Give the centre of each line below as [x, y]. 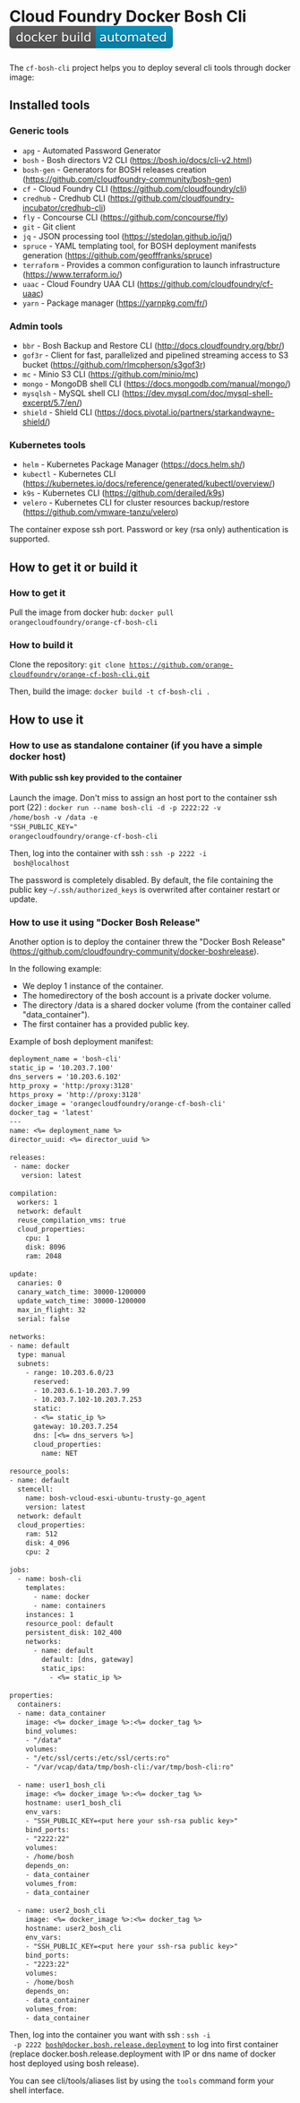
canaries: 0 [40, 1284]
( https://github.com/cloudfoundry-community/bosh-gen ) [127, 179]
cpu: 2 [38, 1553]
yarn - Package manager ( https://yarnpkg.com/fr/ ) [115, 303]
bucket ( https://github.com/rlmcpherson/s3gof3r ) [114, 364]
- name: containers [69, 1606]
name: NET [60, 1454]
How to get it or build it [73, 567]
